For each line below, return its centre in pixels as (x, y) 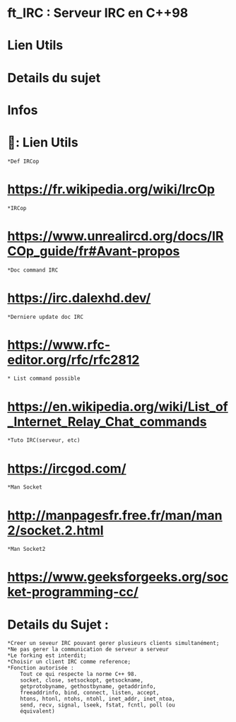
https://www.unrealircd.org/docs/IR (116, 236)
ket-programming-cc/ (73, 592)
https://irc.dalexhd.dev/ (79, 298)
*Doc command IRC (33, 270)
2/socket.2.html (55, 530)
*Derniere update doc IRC (45, 317)
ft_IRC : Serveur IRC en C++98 (98, 13)
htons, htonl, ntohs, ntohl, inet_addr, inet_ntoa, (98, 699)
